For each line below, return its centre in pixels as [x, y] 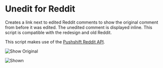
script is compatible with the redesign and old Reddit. [58, 32]
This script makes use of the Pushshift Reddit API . [55, 41]
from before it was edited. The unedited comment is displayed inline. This [79, 27]
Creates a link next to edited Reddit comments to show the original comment [82, 22]
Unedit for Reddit [40, 9]
